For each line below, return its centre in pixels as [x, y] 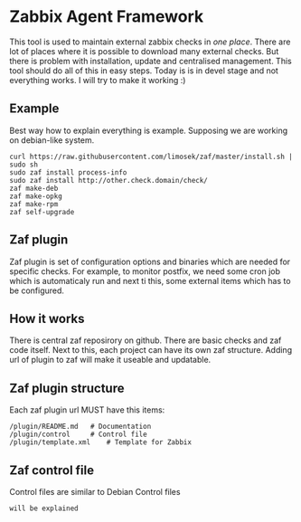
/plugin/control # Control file [78, 435]
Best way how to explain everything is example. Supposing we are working [149, 130]
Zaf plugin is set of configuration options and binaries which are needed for [150, 261]
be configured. [37, 290]
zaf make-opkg [36, 196]
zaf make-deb [34, 188]
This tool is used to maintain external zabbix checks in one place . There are [150, 42]
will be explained [44, 508]
